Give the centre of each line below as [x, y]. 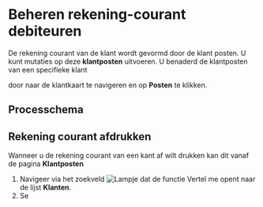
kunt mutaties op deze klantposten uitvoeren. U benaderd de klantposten [128, 61]
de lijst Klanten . [45, 187]
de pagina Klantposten [46, 164]
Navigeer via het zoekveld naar [137, 179]
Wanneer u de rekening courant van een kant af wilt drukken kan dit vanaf [129, 156]
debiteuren [45, 31]
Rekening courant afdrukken [80, 137]
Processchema [46, 110]
